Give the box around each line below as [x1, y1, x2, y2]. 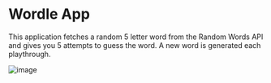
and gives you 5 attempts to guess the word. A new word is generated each [8, 40, 261, 50]
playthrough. [8, 49, 51, 59]
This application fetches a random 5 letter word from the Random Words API [8, 32, 264, 41]
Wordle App [8, 5, 91, 24]
